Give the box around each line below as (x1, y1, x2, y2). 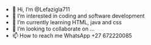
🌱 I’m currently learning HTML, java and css (12, 19, 122, 26)
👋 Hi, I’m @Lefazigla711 (12, 6, 70, 13)
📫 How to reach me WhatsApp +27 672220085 (12, 32, 132, 39)
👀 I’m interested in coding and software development (12, 12, 145, 19)
